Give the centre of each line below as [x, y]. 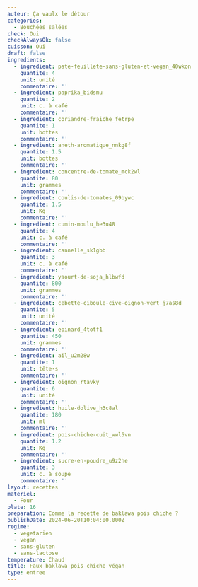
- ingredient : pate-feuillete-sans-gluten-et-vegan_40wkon [103, 66]
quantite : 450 [41, 336]
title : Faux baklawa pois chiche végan [66, 566]
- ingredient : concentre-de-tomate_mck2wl [77, 172]
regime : [19, 527]
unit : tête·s [39, 369]
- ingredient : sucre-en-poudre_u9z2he [71, 461]
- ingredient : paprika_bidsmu [58, 93]
